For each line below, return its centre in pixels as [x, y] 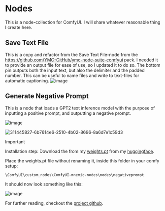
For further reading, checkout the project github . [54, 203]
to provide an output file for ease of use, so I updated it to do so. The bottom [83, 65]
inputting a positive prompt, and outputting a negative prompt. [68, 113]
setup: [12, 166]
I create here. [19, 27]
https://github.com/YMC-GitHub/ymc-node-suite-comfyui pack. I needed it [82, 60]
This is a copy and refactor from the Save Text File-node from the [71, 54]
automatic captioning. [27, 80]
